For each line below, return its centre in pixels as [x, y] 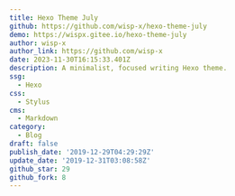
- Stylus [34, 102]
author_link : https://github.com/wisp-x [86, 51]
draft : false [34, 144]
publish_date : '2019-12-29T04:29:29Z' [82, 152]
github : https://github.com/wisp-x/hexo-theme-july [108, 26]
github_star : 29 [40, 169]
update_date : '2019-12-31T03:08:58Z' [80, 160]
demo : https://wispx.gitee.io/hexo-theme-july [98, 34]
